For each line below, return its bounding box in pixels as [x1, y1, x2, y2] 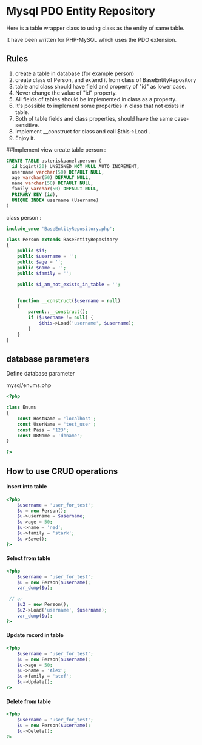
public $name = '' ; [17, 265, 67, 271]
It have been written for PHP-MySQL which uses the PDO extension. [6, 36, 177, 43]
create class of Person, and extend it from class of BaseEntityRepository [15, 76, 197, 83]
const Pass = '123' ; [17, 426, 69, 433]
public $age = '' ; [17, 259, 64, 265]
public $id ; [17, 248, 47, 254]
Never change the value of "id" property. [15, 89, 117, 96]
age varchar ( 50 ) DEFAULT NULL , [12, 175, 91, 181]
